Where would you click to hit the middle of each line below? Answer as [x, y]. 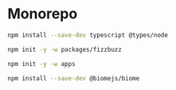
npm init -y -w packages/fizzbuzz [65, 49]
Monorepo [43, 14]
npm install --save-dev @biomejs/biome [74, 78]
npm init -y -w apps [42, 64]
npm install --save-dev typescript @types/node [88, 35]
